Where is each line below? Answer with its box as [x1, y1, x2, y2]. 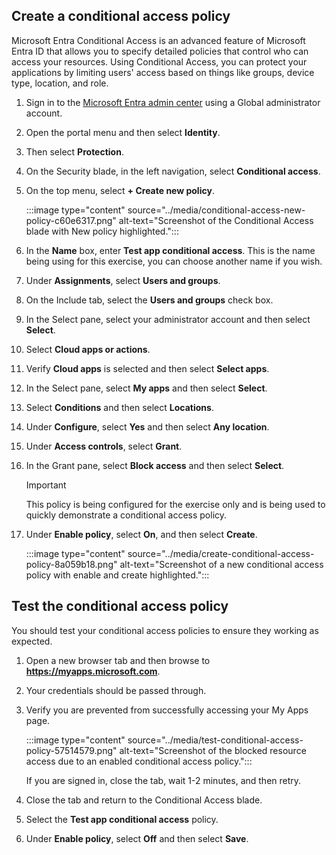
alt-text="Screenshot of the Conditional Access [118, 214, 314, 226]
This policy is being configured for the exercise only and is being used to [25, 498, 326, 510]
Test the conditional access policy [11, 598, 229, 615]
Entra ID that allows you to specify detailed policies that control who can [11, 45, 309, 57]
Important [25, 479, 67, 491]
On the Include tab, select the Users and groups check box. [25, 294, 274, 306]
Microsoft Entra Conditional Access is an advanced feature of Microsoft [11, 34, 306, 46]
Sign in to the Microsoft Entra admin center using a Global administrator [25, 96, 321, 108]
